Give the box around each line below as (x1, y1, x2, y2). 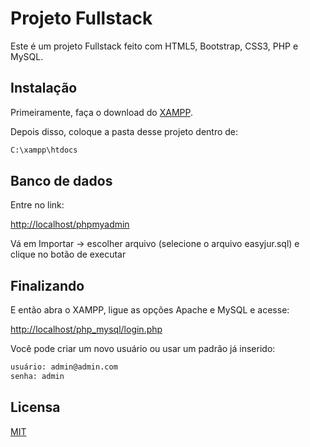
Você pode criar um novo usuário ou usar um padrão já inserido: (10, 343, 276, 355)
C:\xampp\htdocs (10, 145, 78, 155)
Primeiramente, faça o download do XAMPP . (10, 106, 194, 118)
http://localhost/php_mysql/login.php (10, 323, 163, 336)
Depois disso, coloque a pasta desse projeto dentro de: (10, 125, 239, 137)
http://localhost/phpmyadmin (10, 218, 130, 231)
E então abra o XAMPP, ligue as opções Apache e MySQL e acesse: (10, 304, 290, 316)
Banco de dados (10, 173, 113, 190)
